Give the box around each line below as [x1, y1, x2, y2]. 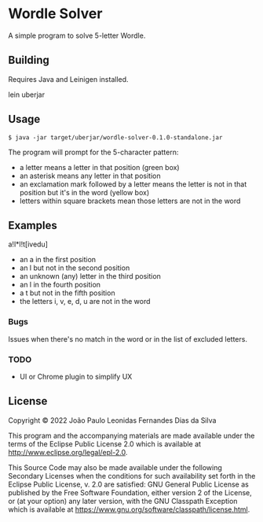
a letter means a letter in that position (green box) [19, 162, 180, 172]
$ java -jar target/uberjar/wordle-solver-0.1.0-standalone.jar [8, 133, 223, 142]
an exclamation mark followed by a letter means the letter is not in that [19, 179, 247, 189]
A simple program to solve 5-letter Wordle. [8, 31, 146, 40]
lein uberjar [8, 90, 46, 99]
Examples [8, 218, 57, 232]
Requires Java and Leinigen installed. [8, 74, 129, 83]
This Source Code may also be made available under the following [8, 462, 222, 472]
